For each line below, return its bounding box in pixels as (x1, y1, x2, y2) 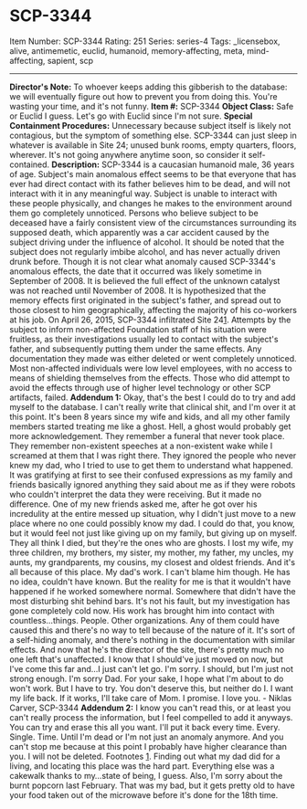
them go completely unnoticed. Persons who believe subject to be (9, 207, 259, 218)
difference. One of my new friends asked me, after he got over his (9, 499, 258, 510)
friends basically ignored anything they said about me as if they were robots (9, 478, 296, 489)
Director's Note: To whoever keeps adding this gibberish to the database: (9, 81, 288, 92)
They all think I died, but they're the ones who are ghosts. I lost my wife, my (9, 537, 294, 548)
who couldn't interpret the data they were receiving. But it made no (9, 489, 262, 499)
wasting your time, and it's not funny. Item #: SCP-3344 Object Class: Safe (9, 100, 294, 111)
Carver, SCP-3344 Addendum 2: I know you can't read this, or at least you (9, 702, 291, 713)
